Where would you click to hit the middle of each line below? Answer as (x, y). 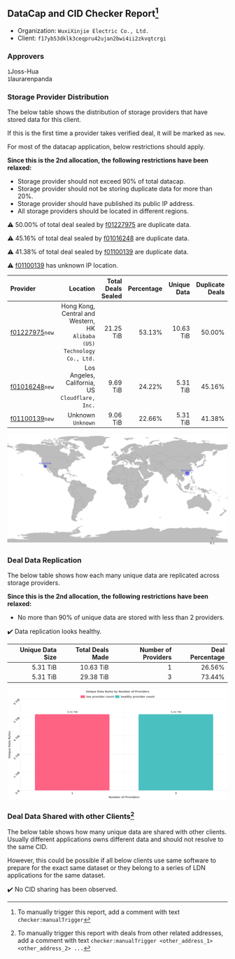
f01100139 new (32, 419)
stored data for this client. (44, 120)
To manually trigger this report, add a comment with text (99, 912)
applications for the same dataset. (56, 875)
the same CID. (28, 846)
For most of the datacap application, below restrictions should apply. (106, 147)
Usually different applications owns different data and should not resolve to (115, 839)
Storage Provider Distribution (58, 97)
